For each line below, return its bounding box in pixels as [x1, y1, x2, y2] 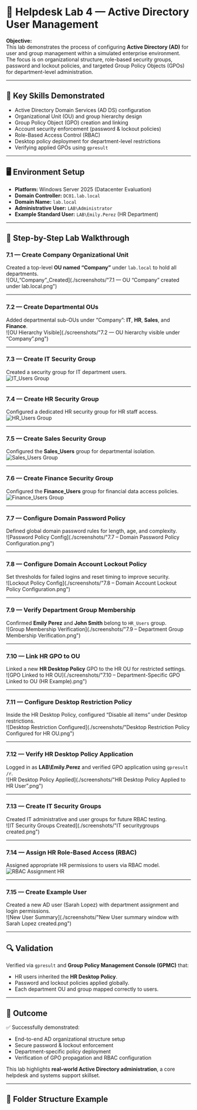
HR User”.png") [6, 782, 43, 789]
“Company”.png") [6, 335, 49, 342]
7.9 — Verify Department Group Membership [6, 606, 136, 614]
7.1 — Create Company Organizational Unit [6, 251, 129, 259]
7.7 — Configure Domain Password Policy [6, 514, 126, 522]
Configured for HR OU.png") [6, 730, 74, 737]
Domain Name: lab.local [14, 198, 77, 205]
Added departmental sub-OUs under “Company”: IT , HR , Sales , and [6, 316, 170, 323]
